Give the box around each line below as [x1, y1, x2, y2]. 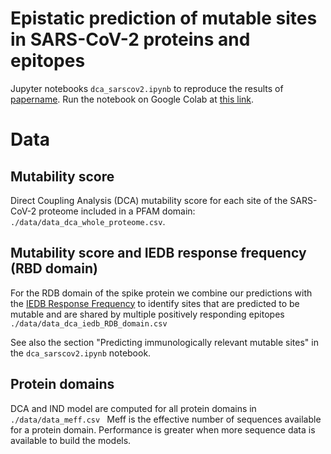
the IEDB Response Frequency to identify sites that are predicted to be [10, 297, 300, 309]
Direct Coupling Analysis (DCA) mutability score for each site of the [10, 194, 288, 206]
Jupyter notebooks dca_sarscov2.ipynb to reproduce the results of [10, 82, 284, 94]
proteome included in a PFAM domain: [38, 205, 196, 217]
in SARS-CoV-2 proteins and [10, 28, 251, 51]
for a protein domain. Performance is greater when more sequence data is [10, 423, 316, 436]
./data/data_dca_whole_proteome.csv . [10, 215, 166, 227]
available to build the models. [10, 434, 132, 446]
